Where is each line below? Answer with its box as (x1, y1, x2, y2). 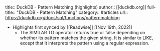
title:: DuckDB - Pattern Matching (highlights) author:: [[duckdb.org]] (5, 4, 146, 10)
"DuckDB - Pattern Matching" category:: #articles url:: (17, 9, 128, 15)
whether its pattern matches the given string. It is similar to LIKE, (20, 35, 153, 41)
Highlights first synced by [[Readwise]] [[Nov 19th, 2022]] (12, 24, 132, 30)
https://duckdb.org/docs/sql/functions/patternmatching (5, 15, 120, 20)
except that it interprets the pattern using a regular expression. (20, 40, 149, 46)
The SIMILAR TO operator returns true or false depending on (20, 30, 145, 35)
